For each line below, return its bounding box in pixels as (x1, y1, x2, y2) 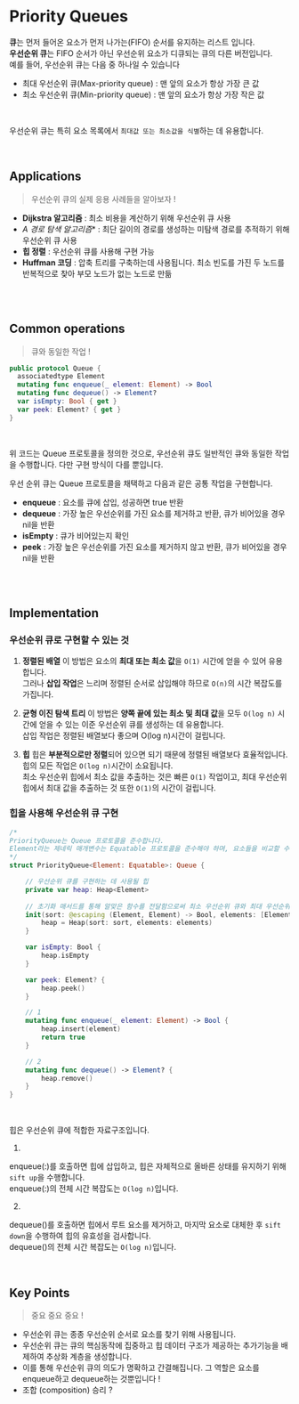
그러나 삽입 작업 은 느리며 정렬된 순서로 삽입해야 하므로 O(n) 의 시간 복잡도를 (21, 678, 283, 689)
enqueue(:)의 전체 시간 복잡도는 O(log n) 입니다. (9, 1183, 179, 1194)
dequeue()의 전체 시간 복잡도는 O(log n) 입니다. (9, 1242, 177, 1253)
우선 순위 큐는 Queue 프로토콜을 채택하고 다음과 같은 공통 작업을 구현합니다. (9, 478, 273, 489)
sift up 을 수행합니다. (9, 1173, 85, 1183)
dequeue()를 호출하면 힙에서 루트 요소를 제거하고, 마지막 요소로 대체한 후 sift (9, 1220, 282, 1230)
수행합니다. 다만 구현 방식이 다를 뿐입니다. (18, 459, 164, 469)
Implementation (9, 605, 100, 621)
